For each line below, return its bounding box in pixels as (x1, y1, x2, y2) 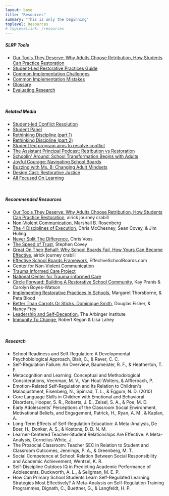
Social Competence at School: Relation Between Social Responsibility (12, 453, 157, 459)
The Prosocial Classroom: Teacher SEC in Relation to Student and (12, 442, 149, 448)
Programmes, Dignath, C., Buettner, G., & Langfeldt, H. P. (12, 485, 131, 491)
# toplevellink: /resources (5, 26, 65, 31)
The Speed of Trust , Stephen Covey (12, 241, 87, 247)
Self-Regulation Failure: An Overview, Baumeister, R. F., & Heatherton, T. (12, 361, 163, 367)
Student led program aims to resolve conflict (12, 143, 105, 149)
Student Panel (12, 127, 42, 133)
